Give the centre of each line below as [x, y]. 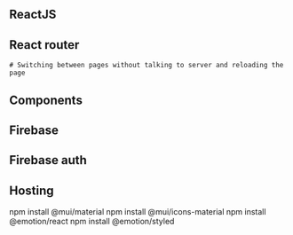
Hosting [32, 190]
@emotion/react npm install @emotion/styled [92, 222]
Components [46, 100]
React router [44, 45]
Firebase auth [48, 160]
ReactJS [33, 15]
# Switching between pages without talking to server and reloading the [146, 66]
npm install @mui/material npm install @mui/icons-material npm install [138, 212]
